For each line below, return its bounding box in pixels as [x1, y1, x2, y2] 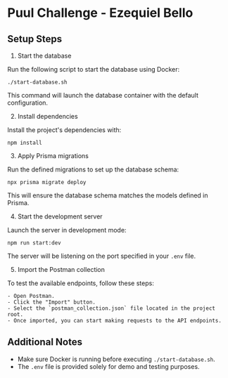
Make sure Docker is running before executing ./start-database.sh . [17, 355, 216, 363]
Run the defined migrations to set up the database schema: [7, 165, 179, 174]
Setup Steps [7, 33, 62, 45]
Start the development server [17, 212, 103, 221]
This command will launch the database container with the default [7, 91, 198, 99]
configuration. [7, 98, 48, 107]
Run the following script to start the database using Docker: [7, 65, 180, 73]
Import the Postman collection [17, 266, 106, 273]
